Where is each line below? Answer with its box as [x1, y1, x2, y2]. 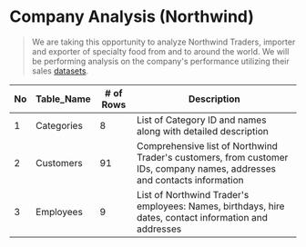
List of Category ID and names [136, 114, 267, 126]
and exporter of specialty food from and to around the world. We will [31, 45, 290, 56]
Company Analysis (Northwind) [9, 6, 255, 27]
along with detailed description [136, 124, 269, 137]
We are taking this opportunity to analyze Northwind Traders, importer [31, 36, 296, 47]
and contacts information [136, 173, 244, 186]
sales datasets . [31, 65, 89, 76]
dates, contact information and [136, 211, 269, 223]
